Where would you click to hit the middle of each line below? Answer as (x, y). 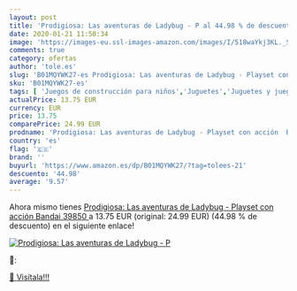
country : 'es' (35, 141)
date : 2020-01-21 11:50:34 (59, 34)
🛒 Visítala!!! (30, 277)
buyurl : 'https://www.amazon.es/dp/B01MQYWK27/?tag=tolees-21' (128, 165)
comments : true (37, 50)
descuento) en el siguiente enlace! (72, 226)
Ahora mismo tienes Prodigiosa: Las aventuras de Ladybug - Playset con (141, 207)
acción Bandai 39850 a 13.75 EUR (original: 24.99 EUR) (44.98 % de (133, 217)
